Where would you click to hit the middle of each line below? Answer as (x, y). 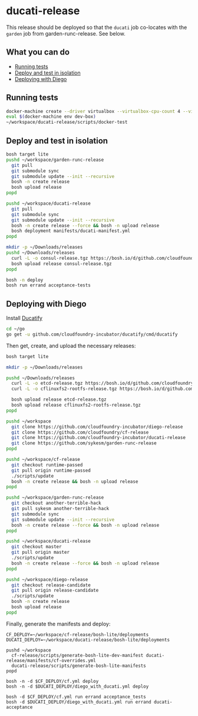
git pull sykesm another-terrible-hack (60, 509)
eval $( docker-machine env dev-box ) (51, 117)
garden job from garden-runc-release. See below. (66, 33)
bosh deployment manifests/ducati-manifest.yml (71, 231)
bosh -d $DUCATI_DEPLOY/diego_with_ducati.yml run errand (79, 702)
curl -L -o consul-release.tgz (50, 258)
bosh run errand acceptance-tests (49, 285)
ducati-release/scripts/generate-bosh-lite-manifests (79, 666)
